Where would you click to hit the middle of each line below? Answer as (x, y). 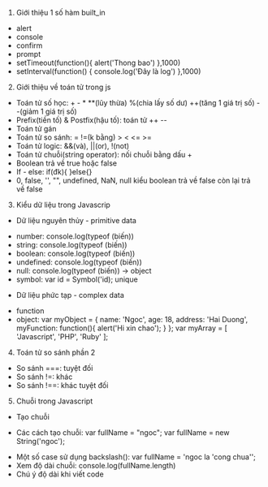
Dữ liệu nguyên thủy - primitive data (76, 220)
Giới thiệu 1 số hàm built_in (61, 13)
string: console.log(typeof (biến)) (71, 245)
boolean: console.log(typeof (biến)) (76, 253)
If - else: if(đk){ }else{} (54, 172)
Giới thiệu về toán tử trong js (63, 87)
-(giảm (27, 111)
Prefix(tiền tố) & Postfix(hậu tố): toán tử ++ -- (92, 120)
